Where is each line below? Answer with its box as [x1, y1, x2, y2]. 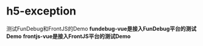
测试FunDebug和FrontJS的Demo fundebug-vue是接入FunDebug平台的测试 [6, 25, 197, 32]
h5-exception [6, 4, 76, 18]
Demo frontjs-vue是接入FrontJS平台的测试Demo [6, 32, 131, 40]
